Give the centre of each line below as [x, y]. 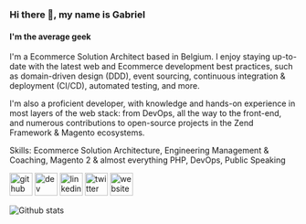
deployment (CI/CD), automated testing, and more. [105, 86]
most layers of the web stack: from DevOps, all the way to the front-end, [146, 113]
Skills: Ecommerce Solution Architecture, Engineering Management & [139, 151]
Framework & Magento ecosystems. [77, 133]
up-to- [285, 57]
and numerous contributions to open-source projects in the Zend [132, 123]
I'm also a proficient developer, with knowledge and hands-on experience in [153, 103]
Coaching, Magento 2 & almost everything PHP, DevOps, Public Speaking [148, 160]
